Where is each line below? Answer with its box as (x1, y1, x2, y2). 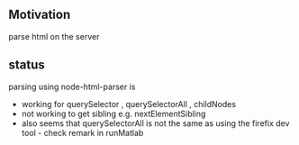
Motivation (8, 7, 71, 23)
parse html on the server (8, 31, 100, 41)
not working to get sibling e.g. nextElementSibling (21, 108, 206, 119)
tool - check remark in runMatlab (21, 127, 144, 138)
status (8, 58, 46, 73)
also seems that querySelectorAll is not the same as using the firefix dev (21, 117, 290, 129)
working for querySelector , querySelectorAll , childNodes (21, 98, 236, 109)
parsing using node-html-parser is (8, 81, 136, 92)
